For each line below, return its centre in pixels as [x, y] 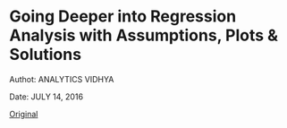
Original [24, 114]
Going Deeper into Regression [123, 17]
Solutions [46, 55]
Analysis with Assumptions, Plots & [144, 35]
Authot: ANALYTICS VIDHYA [62, 79]
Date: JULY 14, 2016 [46, 97]
